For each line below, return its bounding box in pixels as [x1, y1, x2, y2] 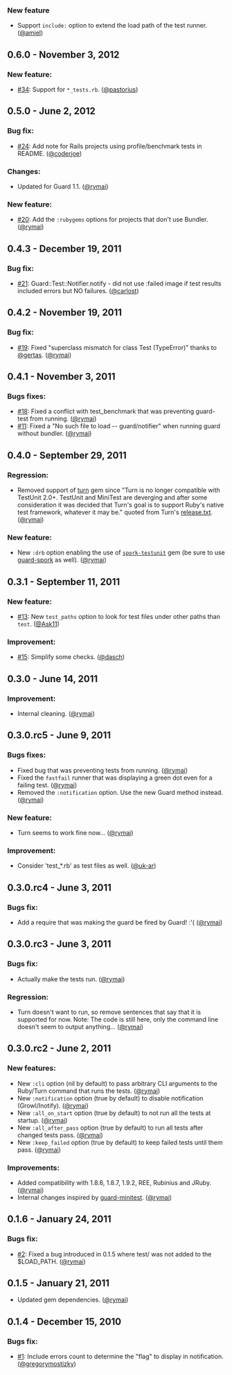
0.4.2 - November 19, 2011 [7, 307, 123, 319]
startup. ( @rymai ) [17, 1116, 68, 1124]
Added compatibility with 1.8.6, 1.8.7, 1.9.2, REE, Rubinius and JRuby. [17, 1178, 212, 1186]
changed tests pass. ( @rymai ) [17, 1130, 104, 1139]
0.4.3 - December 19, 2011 [7, 243, 122, 254]
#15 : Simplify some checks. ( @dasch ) [17, 653, 125, 661]
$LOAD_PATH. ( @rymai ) [17, 1257, 87, 1265]
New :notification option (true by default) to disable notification [17, 1094, 204, 1102]
